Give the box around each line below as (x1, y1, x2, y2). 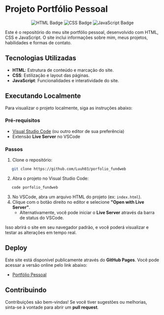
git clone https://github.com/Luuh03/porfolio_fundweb (11, 166, 126, 172)
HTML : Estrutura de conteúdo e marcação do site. (12, 67, 114, 73)
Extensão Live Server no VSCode (12, 133, 81, 139)
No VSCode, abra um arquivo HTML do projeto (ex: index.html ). (12, 193, 142, 200)
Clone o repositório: (12, 157, 53, 163)
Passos (5, 146, 23, 153)
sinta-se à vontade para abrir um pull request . (5, 304, 99, 310)
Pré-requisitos (5, 117, 40, 124)
